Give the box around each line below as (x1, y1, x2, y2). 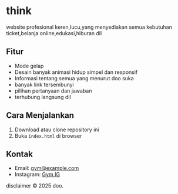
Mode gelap (14, 62, 44, 69)
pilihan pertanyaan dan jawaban (14, 87, 92, 94)
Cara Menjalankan (6, 110, 75, 121)
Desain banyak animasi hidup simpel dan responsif (14, 69, 138, 76)
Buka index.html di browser (14, 132, 82, 139)
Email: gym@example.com (14, 165, 79, 172)
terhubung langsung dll (14, 93, 72, 100)
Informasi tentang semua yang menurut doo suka (14, 74, 134, 81)
